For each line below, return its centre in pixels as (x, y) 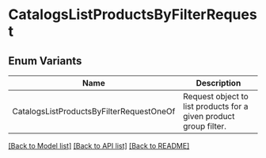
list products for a (216, 106)
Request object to (216, 96)
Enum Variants (45, 61)
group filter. (205, 126)
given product (209, 116)
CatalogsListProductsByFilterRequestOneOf (94, 111)
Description (218, 83)
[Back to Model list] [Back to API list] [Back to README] (99, 146)
